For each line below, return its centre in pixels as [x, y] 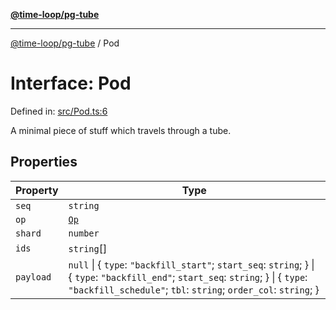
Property [37, 190]
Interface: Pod [71, 83]
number [84, 233]
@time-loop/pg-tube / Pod [65, 43]
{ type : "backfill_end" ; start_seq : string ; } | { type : [188, 277]
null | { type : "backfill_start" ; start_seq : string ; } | [191, 264]
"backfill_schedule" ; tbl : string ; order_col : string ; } [194, 289]
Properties [44, 162]
